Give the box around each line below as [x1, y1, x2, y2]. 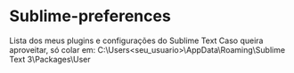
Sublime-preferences [9, 6, 171, 26]
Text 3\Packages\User [9, 54, 91, 64]
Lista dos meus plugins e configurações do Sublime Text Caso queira [9, 35, 264, 46]
